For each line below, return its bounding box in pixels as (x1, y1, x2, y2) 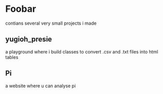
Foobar (5, 3, 36, 15)
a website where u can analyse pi (5, 83, 76, 89)
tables (5, 54, 19, 60)
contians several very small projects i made (5, 20, 97, 26)
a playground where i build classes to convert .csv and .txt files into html (5, 48, 158, 54)
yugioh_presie (5, 35, 52, 44)
